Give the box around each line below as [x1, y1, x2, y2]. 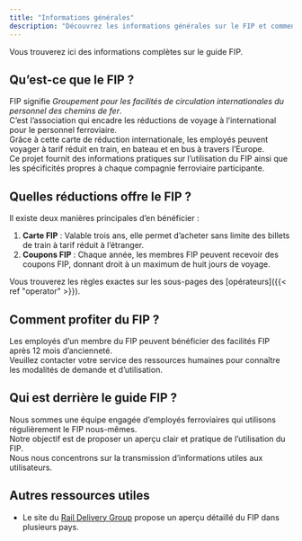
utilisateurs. [9, 462, 52, 473]
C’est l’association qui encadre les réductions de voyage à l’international [9, 115, 277, 126]
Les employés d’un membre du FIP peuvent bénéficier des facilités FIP [9, 335, 271, 346]
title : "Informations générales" [9, 13, 135, 22]
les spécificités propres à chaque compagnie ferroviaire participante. [9, 163, 265, 173]
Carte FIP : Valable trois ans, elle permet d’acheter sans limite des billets [22, 230, 290, 241]
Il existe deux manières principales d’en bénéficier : [9, 213, 200, 224]
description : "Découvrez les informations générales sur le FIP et [9, 22, 268, 31]
